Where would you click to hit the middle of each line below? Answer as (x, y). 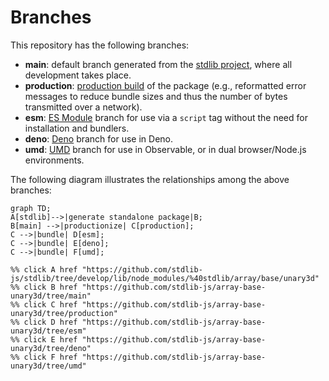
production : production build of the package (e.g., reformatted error (165, 85)
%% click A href (44, 269)
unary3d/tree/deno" (51, 348)
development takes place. (78, 75)
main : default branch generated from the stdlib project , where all (158, 64)
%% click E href (44, 339)
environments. (54, 160)
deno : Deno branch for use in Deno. (99, 138)
